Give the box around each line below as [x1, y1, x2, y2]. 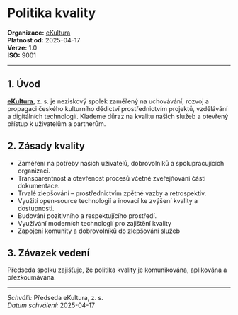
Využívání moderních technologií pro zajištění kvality [17, 219, 172, 227]
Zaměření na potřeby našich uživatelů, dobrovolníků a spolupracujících [17, 159, 225, 167]
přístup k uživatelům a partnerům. [7, 119, 106, 128]
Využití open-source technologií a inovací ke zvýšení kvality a [17, 196, 198, 205]
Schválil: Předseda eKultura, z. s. [7, 294, 104, 302]
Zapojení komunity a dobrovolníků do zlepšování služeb [17, 227, 181, 235]
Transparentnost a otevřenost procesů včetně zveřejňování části [17, 173, 206, 182]
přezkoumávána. [7, 273, 57, 282]
